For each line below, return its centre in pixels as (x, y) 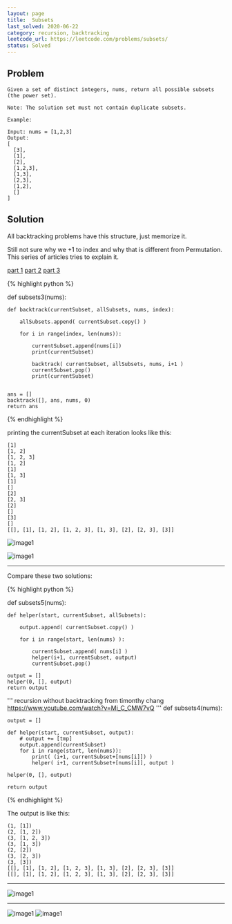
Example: (20, 119)
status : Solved (29, 46)
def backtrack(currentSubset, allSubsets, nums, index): (91, 309)
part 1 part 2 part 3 (34, 270)
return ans (23, 406)
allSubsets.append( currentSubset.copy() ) (83, 322)
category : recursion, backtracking (58, 33)
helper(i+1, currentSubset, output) (85, 657)
